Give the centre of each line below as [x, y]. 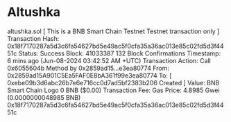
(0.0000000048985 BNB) [44, 97]
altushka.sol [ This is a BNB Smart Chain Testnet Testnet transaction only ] [113, 31]
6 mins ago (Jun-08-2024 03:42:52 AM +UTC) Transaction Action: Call [109, 60]
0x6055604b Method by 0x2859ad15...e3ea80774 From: [88, 68]
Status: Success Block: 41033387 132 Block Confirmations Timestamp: [120, 53]
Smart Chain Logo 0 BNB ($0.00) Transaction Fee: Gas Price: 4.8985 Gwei [113, 90]
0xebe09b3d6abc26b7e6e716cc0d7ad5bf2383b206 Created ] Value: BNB [113, 82]
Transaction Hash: [33, 38]
